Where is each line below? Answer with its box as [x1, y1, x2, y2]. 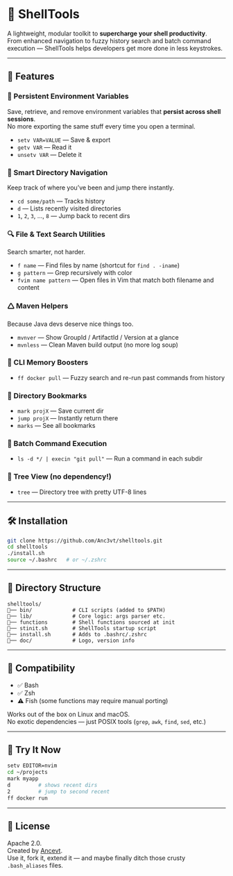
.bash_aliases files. [7, 861, 64, 869]
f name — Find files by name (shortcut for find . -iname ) [17, 261, 180, 270]
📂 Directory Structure [7, 582, 102, 594]
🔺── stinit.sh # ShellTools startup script [7, 625, 157, 631]
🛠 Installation [7, 515, 68, 527]
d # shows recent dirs [7, 782, 98, 789]
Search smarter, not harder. [7, 248, 85, 256]
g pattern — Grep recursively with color [17, 269, 132, 277]
